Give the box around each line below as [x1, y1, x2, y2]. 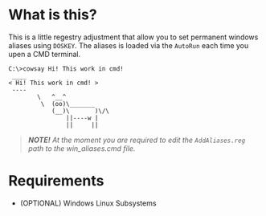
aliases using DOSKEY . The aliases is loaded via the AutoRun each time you [8, 40, 249, 50]
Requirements [8, 172, 104, 190]
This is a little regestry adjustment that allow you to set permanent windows [8, 32, 259, 42]
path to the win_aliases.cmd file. [27, 143, 136, 153]
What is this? [8, 6, 98, 24]
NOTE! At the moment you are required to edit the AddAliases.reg [27, 135, 246, 145]
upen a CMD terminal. [8, 49, 81, 59]
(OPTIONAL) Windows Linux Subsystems [19, 198, 157, 208]
